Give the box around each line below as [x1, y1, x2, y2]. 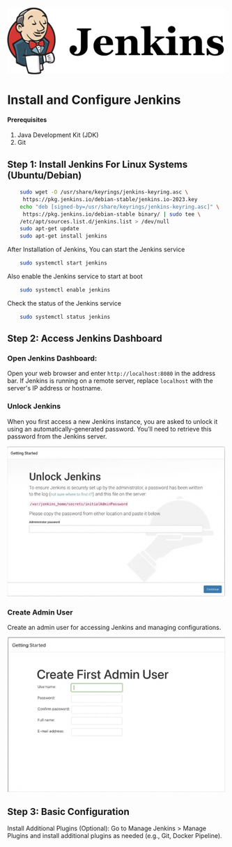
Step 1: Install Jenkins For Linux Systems [7, 158, 188, 171]
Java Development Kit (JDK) [17, 131, 99, 139]
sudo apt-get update [20, 225, 79, 232]
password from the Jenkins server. [7, 432, 107, 441]
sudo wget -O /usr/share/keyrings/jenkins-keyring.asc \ [20, 189, 189, 196]
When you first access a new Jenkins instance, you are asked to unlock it [7, 417, 218, 425]
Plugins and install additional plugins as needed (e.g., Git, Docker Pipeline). [7, 832, 222, 840]
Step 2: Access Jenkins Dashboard [7, 333, 162, 345]
